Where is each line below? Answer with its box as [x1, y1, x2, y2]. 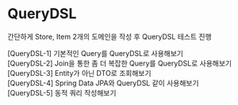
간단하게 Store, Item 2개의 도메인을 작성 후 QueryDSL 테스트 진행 [7, 32, 212, 41]
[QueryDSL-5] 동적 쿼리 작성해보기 [7, 88, 117, 97]
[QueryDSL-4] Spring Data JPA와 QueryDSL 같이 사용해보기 [7, 78, 199, 88]
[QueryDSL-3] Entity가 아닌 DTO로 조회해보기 [7, 68, 152, 77]
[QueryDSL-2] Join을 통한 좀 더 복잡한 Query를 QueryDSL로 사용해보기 [7, 58, 232, 68]
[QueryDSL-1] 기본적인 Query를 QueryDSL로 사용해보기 [7, 48, 184, 58]
